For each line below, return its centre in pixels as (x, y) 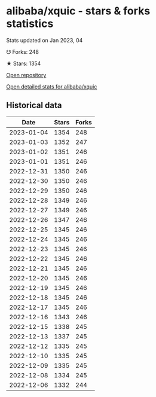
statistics (30, 24)
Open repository (26, 75)
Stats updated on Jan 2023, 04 (45, 40)
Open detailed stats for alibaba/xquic (52, 86)
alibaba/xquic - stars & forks (78, 11)
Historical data (34, 106)
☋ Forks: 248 (23, 51)
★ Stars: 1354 (24, 63)
